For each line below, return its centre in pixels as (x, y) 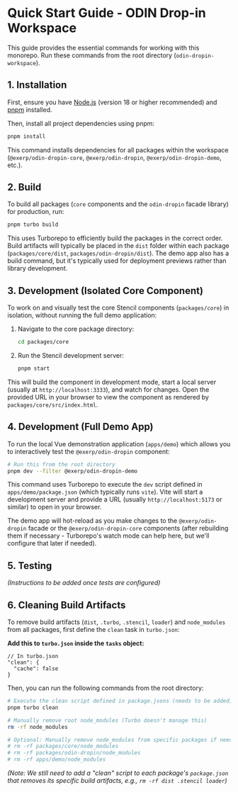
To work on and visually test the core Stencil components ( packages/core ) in (118, 308)
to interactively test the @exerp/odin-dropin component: (89, 451)
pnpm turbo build (33, 225)
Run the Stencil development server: (70, 355)
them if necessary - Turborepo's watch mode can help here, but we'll (108, 536)
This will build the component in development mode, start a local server (112, 382)
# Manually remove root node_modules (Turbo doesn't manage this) (107, 720)
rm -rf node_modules (38, 727)
